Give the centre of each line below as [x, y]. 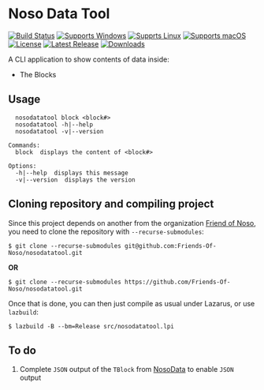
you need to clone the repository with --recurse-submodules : [106, 231]
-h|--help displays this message [72, 173]
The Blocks [38, 74]
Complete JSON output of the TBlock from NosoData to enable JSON [126, 369]
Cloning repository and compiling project [111, 204]
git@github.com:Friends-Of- [171, 246]
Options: [22, 166]
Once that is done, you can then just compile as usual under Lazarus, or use [132, 303]
